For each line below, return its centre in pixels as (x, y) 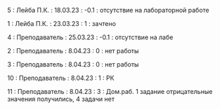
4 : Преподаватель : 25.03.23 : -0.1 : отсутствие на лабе (90, 37)
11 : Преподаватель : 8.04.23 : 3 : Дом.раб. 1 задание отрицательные (110, 91)
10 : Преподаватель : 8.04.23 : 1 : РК (61, 78)
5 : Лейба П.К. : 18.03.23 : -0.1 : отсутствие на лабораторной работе (108, 10)
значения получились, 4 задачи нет (61, 99)
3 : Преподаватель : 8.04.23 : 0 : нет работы (73, 64)
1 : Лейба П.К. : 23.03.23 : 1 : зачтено (62, 23)
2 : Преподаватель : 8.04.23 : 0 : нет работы (73, 51)
